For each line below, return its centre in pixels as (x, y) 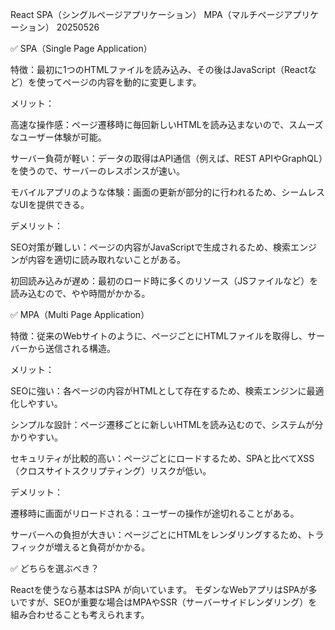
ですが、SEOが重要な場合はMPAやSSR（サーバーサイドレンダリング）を (168, 602)
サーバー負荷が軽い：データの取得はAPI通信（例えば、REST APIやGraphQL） (166, 158)
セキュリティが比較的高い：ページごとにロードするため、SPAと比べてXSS (162, 458)
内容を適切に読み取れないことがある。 (106, 259)
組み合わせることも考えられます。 (80, 614)
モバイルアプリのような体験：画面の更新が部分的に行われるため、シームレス (167, 192)
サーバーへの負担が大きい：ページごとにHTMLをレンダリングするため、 (158, 534)
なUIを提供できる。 (50, 204)
